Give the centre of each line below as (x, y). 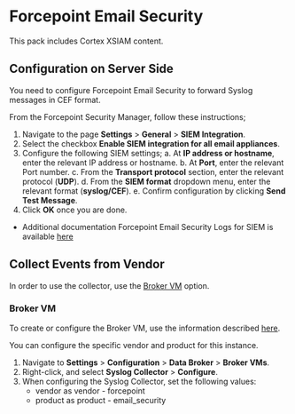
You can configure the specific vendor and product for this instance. (134, 345)
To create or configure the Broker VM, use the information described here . (145, 328)
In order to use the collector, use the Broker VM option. (109, 285)
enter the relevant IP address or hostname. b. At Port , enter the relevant (153, 163)
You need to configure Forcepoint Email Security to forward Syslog (131, 90)
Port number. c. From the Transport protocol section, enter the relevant (153, 171)
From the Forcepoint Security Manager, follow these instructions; (128, 116)
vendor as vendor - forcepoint (90, 390)
